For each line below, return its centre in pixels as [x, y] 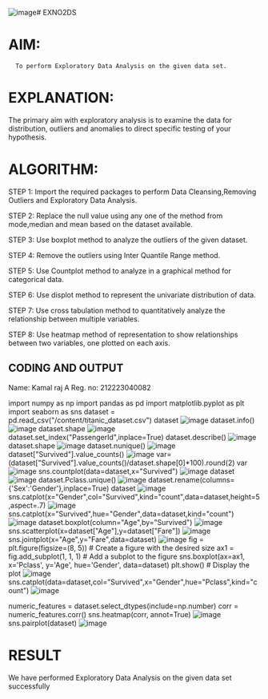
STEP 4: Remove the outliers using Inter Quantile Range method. [114, 255]
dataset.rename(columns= [191, 479]
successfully [29, 686]
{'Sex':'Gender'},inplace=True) [59, 488]
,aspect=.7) [27, 505]
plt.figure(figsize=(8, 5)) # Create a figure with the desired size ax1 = [121, 547]
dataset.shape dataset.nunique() [77, 446]
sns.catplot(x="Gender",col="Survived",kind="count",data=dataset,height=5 [134, 496]
